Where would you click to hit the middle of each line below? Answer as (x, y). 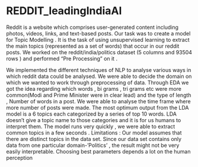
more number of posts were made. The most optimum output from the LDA (98, 107)
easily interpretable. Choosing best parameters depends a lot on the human (98, 151)
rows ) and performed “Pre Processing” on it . (62, 58)
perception (20, 158)
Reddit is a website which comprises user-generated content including (92, 27)
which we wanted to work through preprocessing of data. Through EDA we (98, 82)
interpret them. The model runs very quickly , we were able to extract (91, 126)
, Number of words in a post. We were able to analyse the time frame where (98, 101)
